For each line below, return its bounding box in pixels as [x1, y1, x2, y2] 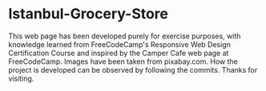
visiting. [8, 73, 34, 83]
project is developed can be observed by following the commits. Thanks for [8, 65, 258, 74]
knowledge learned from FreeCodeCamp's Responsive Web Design [8, 39, 231, 49]
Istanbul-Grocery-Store [8, 5, 169, 23]
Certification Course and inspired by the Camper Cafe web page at [8, 48, 229, 57]
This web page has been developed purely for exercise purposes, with [8, 31, 241, 41]
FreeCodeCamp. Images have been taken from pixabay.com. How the [8, 57, 238, 66]
